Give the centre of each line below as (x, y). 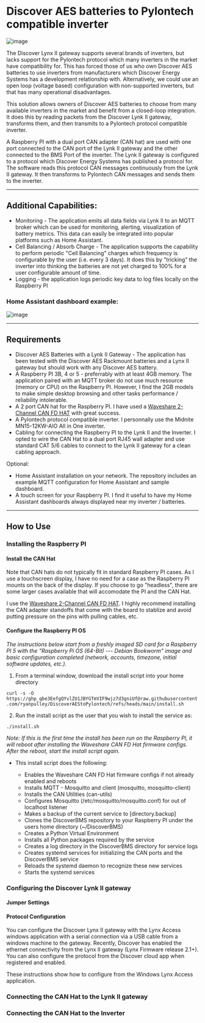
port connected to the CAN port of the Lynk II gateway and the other (92, 148)
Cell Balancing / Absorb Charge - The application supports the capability (106, 247)
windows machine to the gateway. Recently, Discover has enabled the (94, 943)
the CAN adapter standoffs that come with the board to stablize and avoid (99, 610)
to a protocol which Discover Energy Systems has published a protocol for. (100, 161)
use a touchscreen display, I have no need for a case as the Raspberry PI (98, 579)
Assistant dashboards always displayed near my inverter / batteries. (100, 501)
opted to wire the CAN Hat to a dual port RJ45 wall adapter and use (100, 439)
